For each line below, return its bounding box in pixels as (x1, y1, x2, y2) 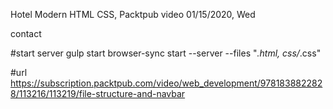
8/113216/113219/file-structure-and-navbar (10, 88, 186, 99)
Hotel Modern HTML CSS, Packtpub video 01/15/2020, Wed (10, 9, 256, 20)
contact (10, 28, 42, 39)
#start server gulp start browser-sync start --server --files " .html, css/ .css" (10, 47, 322, 59)
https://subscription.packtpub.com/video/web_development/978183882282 (10, 77, 323, 89)
